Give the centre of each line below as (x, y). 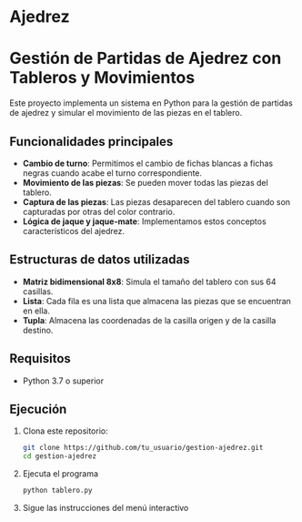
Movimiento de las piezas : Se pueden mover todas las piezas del (145, 182)
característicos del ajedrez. (74, 230)
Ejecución (38, 409)
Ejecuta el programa (60, 474)
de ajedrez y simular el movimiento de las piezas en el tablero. (126, 113)
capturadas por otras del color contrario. (99, 211)
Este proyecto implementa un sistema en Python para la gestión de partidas (151, 103)
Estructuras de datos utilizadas (100, 260)
